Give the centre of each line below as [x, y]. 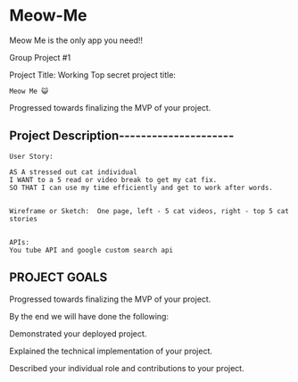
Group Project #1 [40, 57]
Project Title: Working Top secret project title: [93, 75]
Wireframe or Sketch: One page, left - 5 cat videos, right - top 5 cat [149, 211]
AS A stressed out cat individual [74, 172]
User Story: [31, 156]
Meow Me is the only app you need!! [76, 40]
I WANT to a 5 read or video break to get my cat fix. [113, 179]
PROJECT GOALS [58, 278]
